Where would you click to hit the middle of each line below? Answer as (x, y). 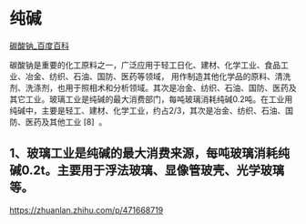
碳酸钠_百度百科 (40, 46)
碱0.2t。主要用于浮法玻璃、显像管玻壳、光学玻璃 (147, 171)
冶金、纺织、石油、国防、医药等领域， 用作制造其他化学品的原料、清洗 (158, 76)
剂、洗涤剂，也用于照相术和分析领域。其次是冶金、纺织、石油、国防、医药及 (153, 87)
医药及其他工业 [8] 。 (66, 122)
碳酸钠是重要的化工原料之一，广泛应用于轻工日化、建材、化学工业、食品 (145, 65)
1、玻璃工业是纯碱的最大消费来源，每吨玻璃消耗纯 (150, 153)
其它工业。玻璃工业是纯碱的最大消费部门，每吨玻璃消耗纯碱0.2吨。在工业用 (151, 99)
